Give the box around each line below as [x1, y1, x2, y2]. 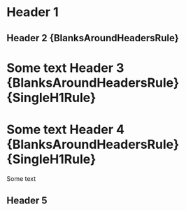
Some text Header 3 [6, 60, 124, 75]
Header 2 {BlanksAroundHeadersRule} [6, 32, 179, 44]
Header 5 [6, 195, 48, 207]
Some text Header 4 [6, 122, 125, 137]
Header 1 [6, 4, 59, 20]
